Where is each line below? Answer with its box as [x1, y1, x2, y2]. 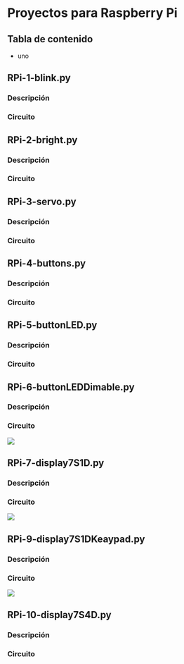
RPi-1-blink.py [7, 72, 72, 84]
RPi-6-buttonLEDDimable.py [7, 381, 135, 393]
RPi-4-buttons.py [7, 257, 86, 269]
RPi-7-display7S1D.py [7, 457, 105, 469]
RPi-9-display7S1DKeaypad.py [7, 533, 145, 545]
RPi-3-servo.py [7, 195, 77, 207]
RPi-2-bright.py [7, 134, 78, 146]
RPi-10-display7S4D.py [7, 609, 112, 621]
